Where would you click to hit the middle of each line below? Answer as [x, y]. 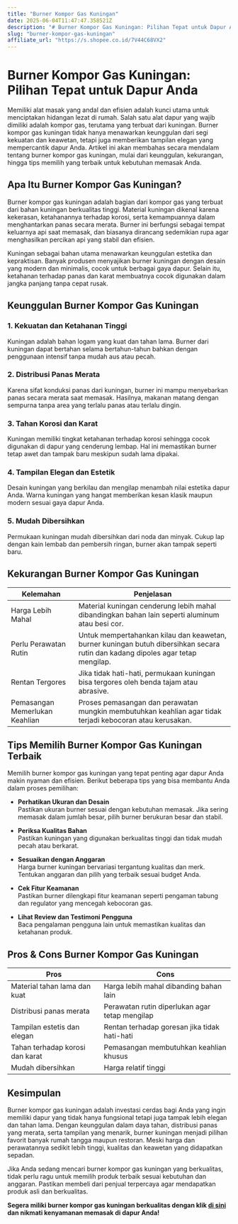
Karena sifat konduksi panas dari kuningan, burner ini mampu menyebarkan [118, 390]
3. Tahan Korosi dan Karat [52, 424]
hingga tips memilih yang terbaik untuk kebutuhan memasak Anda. [104, 163]
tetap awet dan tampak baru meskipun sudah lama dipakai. [93, 454]
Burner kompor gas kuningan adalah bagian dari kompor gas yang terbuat [115, 202]
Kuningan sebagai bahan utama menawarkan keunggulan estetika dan [110, 253]
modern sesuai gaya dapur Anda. [56, 503]
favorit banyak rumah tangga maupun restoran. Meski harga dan [101, 1140]
